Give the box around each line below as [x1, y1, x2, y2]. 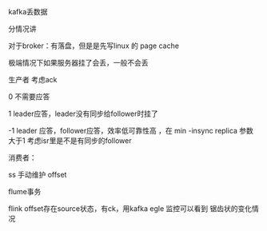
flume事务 [8, 187, 42, 196]
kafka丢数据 [8, 7, 48, 16]
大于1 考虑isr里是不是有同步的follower [8, 136, 132, 145]
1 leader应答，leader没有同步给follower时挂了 [8, 109, 158, 118]
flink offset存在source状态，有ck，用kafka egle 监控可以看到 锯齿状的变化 [8, 204, 253, 213]
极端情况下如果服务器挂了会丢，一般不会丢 [8, 58, 149, 67]
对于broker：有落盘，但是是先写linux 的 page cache [8, 41, 180, 50]
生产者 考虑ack [8, 75, 58, 84]
